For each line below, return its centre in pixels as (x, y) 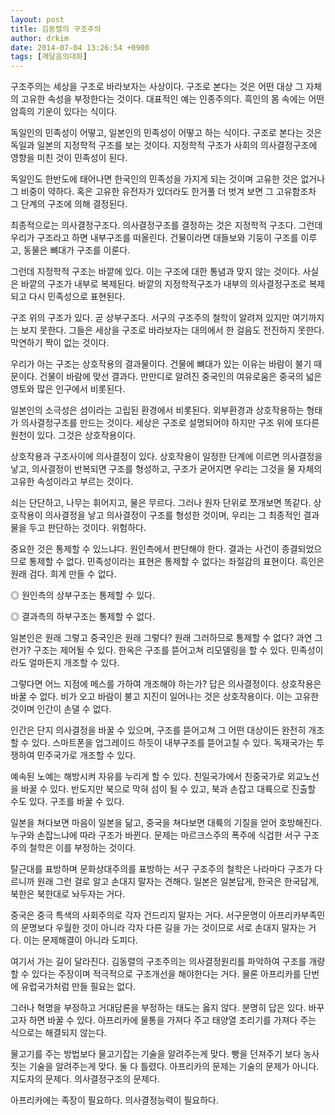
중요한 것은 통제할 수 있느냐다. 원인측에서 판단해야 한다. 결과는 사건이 (145, 549)
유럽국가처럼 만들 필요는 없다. (78, 987)
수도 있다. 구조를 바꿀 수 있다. (67, 802)
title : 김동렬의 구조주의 (56, 29)
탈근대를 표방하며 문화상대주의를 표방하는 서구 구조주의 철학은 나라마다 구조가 (161, 869)
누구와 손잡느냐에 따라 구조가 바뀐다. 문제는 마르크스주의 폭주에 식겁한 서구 (156, 835)
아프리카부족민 (297, 915)
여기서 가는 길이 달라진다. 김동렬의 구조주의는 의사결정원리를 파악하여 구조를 (158, 962)
